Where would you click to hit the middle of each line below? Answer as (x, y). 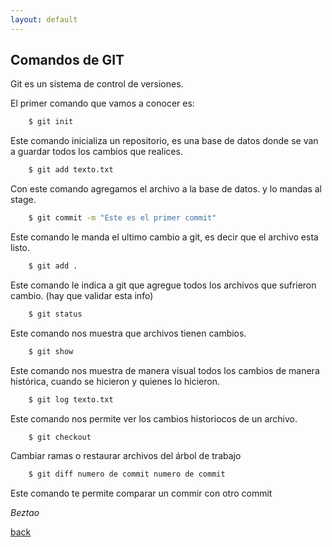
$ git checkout (60, 437)
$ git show (51, 351)
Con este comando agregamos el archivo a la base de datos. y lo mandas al (166, 189)
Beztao (25, 513)
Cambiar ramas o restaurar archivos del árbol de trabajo (126, 456)
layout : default (44, 19)
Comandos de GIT (67, 60)
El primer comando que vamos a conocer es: (102, 103)
